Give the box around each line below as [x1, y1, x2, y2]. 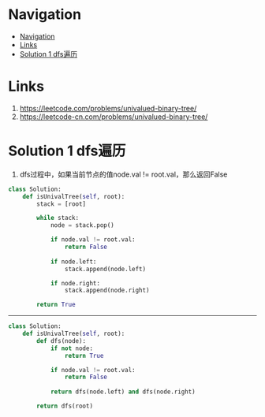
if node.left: [50, 258, 97, 266]
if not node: [50, 344, 93, 352]
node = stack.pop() [50, 222, 114, 229]
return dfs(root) [36, 402, 93, 411]
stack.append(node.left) [64, 265, 147, 273]
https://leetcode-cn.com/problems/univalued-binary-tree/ [19, 112, 208, 121]
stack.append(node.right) [64, 286, 150, 295]
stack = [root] [36, 199, 87, 208]
